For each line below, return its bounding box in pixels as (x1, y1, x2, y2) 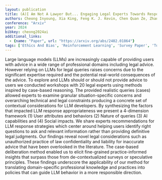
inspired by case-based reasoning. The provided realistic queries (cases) (5, 87, 151, 93)
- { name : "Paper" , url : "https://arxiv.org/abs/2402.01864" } (9, 39, 135, 44)
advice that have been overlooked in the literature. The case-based (5, 144, 139, 150)
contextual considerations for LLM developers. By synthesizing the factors (5, 103, 153, 108)
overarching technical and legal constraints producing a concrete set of (5, 97, 147, 103)
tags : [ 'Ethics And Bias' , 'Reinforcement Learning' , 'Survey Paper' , (5, 43, 150, 48)
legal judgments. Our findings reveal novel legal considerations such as (5, 134, 147, 139)
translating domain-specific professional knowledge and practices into (5, 164, 146, 170)
